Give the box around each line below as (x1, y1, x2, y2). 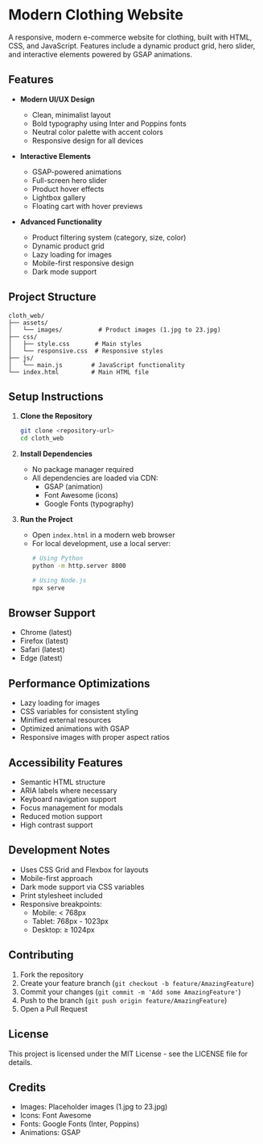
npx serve (31, 583, 66, 592)
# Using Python (31, 554, 83, 562)
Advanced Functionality (19, 216, 102, 227)
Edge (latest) (19, 653, 63, 663)
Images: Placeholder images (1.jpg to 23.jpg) (19, 1102, 168, 1112)
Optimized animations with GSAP (19, 724, 130, 733)
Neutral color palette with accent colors (31, 127, 163, 136)
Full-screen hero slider (31, 175, 107, 185)
